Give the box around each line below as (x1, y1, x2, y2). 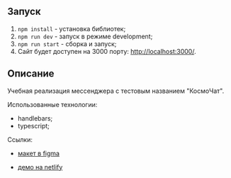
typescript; (17, 121, 50, 130)
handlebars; (17, 113, 53, 123)
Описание (7, 67, 55, 80)
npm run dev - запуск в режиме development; (17, 32, 153, 40)
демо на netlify (17, 162, 63, 171)
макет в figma (17, 149, 60, 157)
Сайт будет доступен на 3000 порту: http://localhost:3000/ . (17, 47, 196, 55)
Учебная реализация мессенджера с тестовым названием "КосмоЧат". (7, 87, 225, 95)
